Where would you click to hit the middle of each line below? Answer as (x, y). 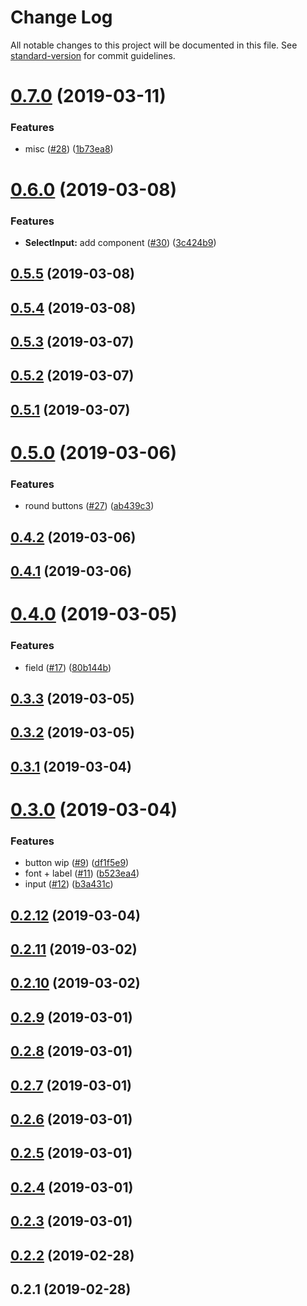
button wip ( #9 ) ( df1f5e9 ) (77, 863)
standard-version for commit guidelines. (93, 55)
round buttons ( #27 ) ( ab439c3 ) (89, 506)
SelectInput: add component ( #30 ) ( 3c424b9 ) (120, 242)
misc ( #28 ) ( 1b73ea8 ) (69, 149)
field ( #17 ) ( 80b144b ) (68, 667)
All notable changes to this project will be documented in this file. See (154, 45)
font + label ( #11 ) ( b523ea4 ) (82, 873)
